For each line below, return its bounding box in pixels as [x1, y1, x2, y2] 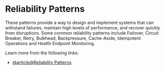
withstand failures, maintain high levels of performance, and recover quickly [5, 24, 161, 30]
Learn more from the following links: [5, 50, 79, 56]
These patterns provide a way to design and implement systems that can [5, 20, 154, 25]
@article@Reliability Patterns [12, 59, 72, 65]
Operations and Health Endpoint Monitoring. [5, 40, 95, 46]
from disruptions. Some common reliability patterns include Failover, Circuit [5, 30, 159, 36]
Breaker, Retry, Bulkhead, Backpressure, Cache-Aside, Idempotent [5, 35, 141, 41]
